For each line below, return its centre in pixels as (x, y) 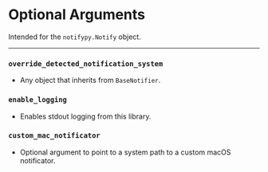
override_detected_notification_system (86, 64)
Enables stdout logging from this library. (85, 116)
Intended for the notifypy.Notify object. (75, 37)
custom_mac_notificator (55, 136)
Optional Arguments (77, 15)
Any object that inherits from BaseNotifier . (90, 80)
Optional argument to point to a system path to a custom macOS (125, 152)
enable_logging (38, 100)
